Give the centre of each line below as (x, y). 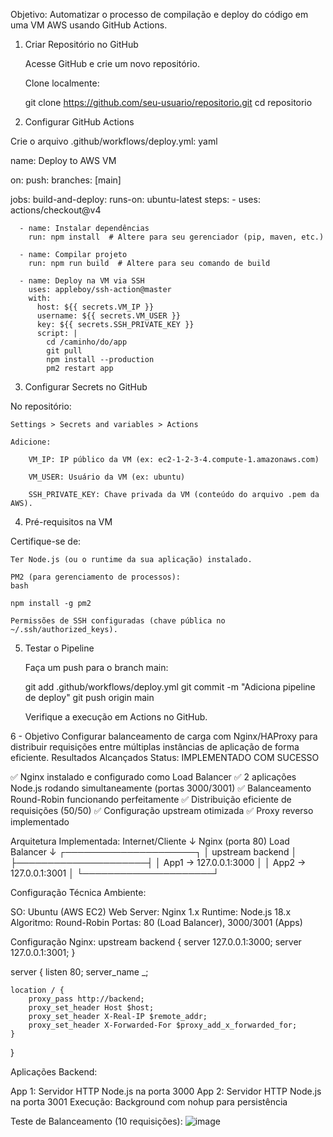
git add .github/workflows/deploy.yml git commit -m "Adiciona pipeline (170, 687)
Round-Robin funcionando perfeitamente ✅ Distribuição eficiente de (151, 799)
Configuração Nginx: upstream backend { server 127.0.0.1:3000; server (156, 942)
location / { (37, 990)
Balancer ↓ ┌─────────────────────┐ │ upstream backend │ (154, 852)
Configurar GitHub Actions (79, 122)
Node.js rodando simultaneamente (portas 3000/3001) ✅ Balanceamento (161, 788)
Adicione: (31, 442)
